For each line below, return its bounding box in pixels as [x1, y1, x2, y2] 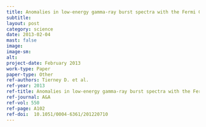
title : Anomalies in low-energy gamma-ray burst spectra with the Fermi [6, 9, 196, 15]
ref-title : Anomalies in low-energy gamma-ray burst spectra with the [6, 89, 191, 95]
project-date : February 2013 [6, 60, 81, 66]
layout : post [6, 20, 40, 26]
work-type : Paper [6, 65, 51, 72]
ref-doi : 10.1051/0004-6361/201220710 [6, 111, 109, 117]
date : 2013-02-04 [6, 32, 51, 38]
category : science [6, 26, 53, 32]
